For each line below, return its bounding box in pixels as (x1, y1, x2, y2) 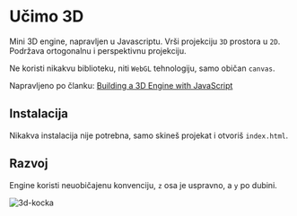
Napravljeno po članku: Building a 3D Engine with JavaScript (9, 80, 233, 91)
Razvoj (9, 156, 48, 171)
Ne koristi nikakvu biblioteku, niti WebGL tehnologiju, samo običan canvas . (9, 63, 275, 73)
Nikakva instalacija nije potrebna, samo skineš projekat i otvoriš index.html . (9, 130, 289, 141)
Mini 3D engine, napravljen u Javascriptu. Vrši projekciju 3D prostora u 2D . (9, 36, 281, 47)
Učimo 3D (9, 6, 84, 27)
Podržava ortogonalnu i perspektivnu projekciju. (9, 45, 187, 56)
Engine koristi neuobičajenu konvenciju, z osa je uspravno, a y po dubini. (9, 179, 278, 190)
